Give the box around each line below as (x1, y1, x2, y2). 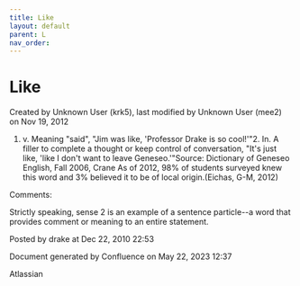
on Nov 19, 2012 (9, 116, 69, 127)
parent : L (9, 30, 47, 39)
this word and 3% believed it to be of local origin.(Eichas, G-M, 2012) (22, 172, 279, 183)
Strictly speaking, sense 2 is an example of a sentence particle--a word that (9, 207, 291, 218)
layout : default (9, 22, 70, 31)
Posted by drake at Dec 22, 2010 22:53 (9, 234, 155, 245)
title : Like (9, 13, 54, 22)
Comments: (9, 190, 52, 201)
